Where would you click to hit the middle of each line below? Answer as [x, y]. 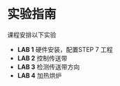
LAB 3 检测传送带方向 [48, 67]
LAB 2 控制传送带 [42, 58]
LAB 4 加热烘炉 [39, 75]
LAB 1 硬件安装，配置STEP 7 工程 [65, 49]
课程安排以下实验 [32, 35]
